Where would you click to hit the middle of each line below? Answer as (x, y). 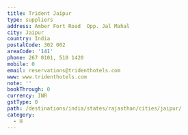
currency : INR (27, 96)
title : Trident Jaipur (39, 13)
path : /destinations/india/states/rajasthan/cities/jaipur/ (95, 108)
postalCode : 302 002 (37, 45)
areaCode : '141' (30, 52)
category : (21, 115)
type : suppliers (30, 20)
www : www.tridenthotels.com (47, 77)
